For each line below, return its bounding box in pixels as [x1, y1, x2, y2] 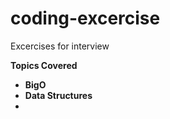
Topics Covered [10, 59, 78, 71]
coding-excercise [10, 7, 161, 30]
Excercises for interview [10, 40, 110, 52]
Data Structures [24, 89, 93, 101]
